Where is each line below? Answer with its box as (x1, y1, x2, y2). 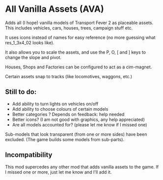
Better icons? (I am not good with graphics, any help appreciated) (12, 117, 145, 122)
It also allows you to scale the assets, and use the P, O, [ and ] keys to (5, 49, 146, 55)
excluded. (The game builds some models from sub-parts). (5, 136, 124, 142)
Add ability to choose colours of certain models (12, 106, 109, 112)
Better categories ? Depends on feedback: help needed (12, 111, 125, 117)
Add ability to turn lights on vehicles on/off (12, 101, 99, 107)
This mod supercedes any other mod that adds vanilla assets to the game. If (5, 164, 159, 170)
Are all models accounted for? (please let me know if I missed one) (12, 121, 147, 127)
